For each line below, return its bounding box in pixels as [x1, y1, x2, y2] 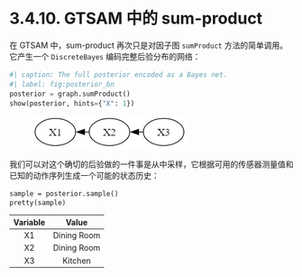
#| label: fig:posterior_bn [9, 79, 115, 88]
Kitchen [62, 254, 92, 266]
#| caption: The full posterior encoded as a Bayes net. [9, 69, 228, 79]
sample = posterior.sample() [9, 189, 119, 199]
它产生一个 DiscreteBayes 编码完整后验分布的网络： [9, 51, 201, 61]
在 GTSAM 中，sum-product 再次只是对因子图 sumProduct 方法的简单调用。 [9, 40, 288, 51]
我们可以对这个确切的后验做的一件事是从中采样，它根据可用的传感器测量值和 [9, 159, 294, 170]
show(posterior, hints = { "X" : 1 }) [9, 98, 135, 108]
